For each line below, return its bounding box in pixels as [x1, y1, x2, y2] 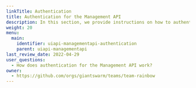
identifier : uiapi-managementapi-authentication [16, 41, 137, 47]
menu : [6, 30, 19, 36]
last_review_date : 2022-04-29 [6, 52, 80, 57]
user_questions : [6, 57, 45, 63]
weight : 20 [6, 24, 33, 31]
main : [11, 35, 25, 41]
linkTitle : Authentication [6, 8, 72, 14]
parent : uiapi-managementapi [16, 46, 87, 52]
